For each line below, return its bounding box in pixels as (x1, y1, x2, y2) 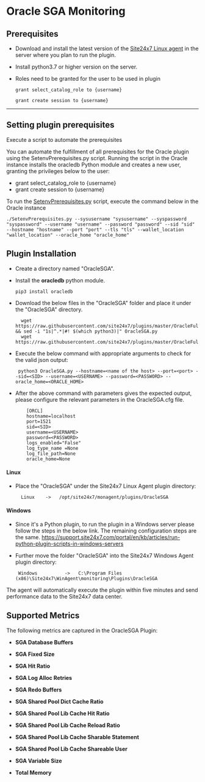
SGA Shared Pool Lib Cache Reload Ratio (15, 721, 120, 729)
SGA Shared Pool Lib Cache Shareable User (15, 745, 128, 753)
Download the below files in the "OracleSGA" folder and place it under (15, 299, 192, 306)
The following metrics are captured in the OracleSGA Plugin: (6, 627, 157, 634)
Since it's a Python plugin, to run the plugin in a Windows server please (15, 521, 195, 528)
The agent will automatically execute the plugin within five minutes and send (6, 586, 198, 594)
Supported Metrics (6, 610, 80, 621)
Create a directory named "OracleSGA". (15, 265, 115, 272)
